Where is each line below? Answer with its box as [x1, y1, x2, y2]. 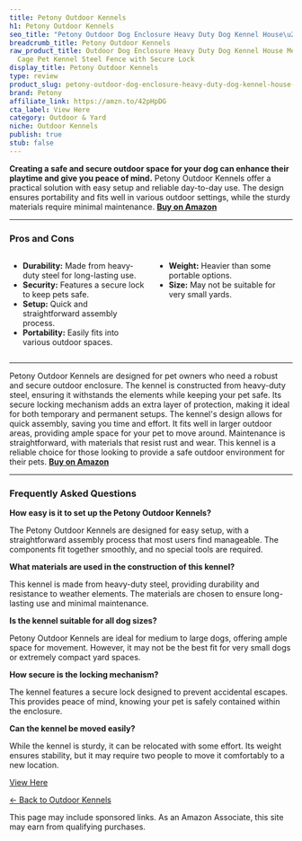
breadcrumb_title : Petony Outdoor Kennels [9, 38, 171, 48]
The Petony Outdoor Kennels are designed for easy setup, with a [9, 525, 249, 536]
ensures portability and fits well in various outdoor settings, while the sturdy [9, 191, 290, 202]
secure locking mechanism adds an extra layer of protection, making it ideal [9, 399, 290, 410]
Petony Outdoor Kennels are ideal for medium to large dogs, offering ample [9, 633, 288, 643]
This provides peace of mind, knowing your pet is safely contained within [9, 696, 280, 707]
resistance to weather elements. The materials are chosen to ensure [9, 589, 262, 599]
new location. [9, 760, 60, 771]
